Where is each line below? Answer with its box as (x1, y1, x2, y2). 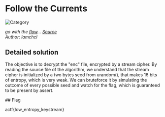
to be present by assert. (5, 87, 54, 93)
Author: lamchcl (5, 34, 38, 40)
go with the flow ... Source (5, 29, 57, 34)
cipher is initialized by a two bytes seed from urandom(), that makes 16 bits (5, 72, 158, 78)
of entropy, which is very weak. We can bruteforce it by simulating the (5, 77, 147, 83)
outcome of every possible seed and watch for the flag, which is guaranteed (5, 82, 160, 88)
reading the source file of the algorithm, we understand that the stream (5, 66, 149, 72)
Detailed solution (5, 48, 59, 57)
